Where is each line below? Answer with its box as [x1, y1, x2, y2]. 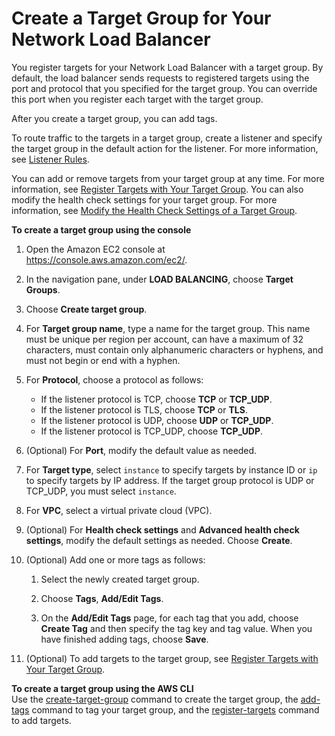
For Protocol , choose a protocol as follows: [25, 373, 204, 386]
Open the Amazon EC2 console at [25, 243, 166, 255]
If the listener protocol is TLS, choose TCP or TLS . [40, 403, 248, 416]
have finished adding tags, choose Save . [40, 633, 209, 645]
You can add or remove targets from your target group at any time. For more [11, 172, 325, 184]
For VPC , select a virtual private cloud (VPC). [25, 504, 213, 516]
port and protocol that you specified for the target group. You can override [11, 82, 318, 94]
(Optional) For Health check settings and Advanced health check [25, 523, 300, 536]
